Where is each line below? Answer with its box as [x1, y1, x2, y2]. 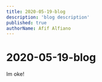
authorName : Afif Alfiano [6, 25, 71, 31]
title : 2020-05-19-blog [6, 8, 66, 15]
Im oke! [6, 71, 25, 78]
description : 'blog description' [6, 14, 90, 20]
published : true [6, 20, 47, 26]
